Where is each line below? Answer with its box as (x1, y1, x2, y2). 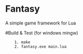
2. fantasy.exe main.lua (14, 44, 67, 49)
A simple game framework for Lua (5, 20, 76, 26)
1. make (14, 39, 30, 45)
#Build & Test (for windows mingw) (5, 30, 78, 36)
